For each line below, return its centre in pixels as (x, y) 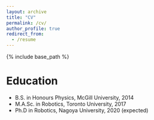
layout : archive (26, 12)
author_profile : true (33, 28)
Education (32, 81)
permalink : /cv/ (26, 23)
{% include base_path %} (38, 57)
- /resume (24, 40)
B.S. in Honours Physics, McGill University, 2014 (74, 97)
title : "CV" (21, 17)
